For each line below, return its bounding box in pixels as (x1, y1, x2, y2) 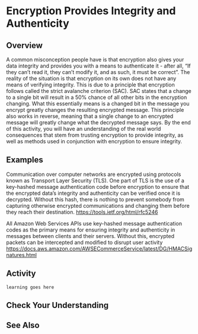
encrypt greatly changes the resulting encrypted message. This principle (6, 107, 184, 113)
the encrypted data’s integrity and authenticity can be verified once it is (6, 190, 181, 197)
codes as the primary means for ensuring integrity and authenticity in (6, 226, 175, 233)
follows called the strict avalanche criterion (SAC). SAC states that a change (6, 88, 191, 94)
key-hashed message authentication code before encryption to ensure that (6, 183, 190, 190)
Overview (6, 40, 43, 50)
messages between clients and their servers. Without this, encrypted (6, 232, 175, 239)
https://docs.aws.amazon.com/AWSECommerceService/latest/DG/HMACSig (6, 245, 193, 252)
